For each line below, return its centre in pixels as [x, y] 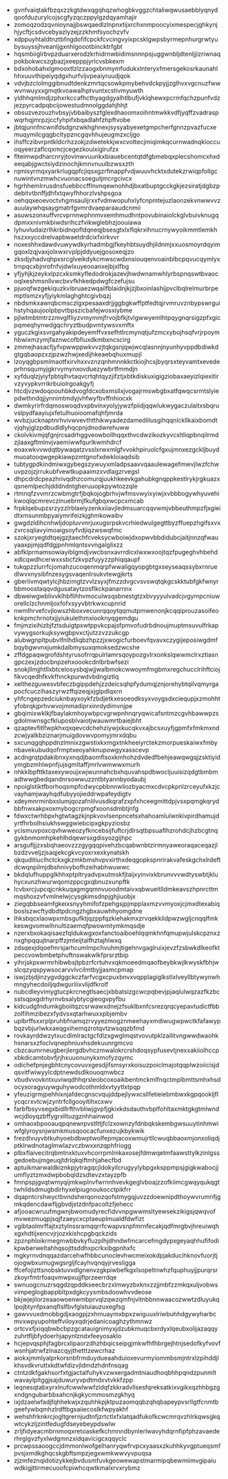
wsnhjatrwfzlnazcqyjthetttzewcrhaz [64, 1350]
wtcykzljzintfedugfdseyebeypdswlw [64, 1424]
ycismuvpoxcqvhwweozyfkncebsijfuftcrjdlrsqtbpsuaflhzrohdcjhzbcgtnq [116, 831]
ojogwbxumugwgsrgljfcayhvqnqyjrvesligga [75, 1262]
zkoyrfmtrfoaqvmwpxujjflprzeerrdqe [65, 1277]
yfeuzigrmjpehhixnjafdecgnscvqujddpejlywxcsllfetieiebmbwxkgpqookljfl [116, 1094]
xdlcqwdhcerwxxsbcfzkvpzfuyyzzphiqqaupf [77, 559]
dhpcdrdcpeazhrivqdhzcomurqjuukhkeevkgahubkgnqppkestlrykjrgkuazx [117, 479]
